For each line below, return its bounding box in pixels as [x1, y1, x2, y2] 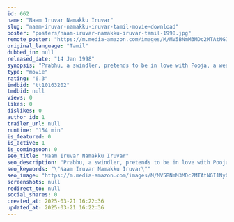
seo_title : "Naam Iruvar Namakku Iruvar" [7, 152, 130, 160]
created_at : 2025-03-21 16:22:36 [7, 198, 104, 205]
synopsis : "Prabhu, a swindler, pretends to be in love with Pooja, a [7, 62, 217, 69]
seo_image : [7, 172, 39, 179]
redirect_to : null [7, 185, 61, 192]
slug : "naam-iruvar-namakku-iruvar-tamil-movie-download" [7, 23, 179, 30]
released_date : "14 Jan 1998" [7, 56, 95, 63]
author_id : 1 [7, 113, 45, 120]
